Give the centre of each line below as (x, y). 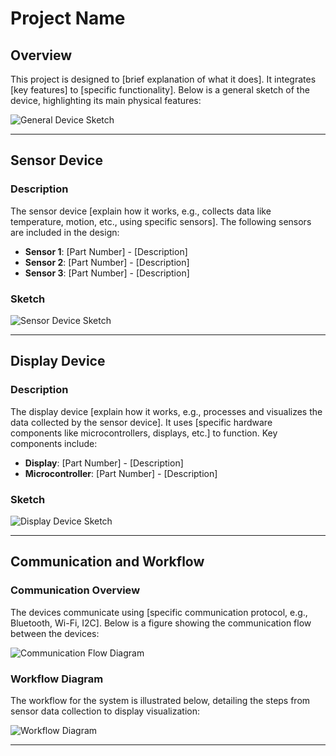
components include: (54, 443)
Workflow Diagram (57, 679)
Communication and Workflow (107, 562)
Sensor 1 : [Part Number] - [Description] (106, 251)
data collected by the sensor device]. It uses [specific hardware (141, 422)
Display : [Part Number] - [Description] (104, 463)
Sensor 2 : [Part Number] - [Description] (107, 262)
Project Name (68, 18)
